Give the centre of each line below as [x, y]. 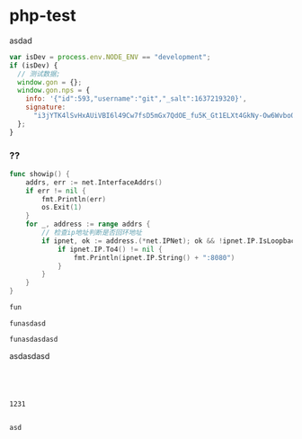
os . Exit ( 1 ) [62, 208]
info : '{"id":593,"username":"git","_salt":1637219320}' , [136, 99]
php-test [43, 16]
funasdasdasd [34, 339]
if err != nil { [56, 191]
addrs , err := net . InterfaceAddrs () [94, 182]
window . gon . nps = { [54, 91]
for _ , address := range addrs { [88, 224]
